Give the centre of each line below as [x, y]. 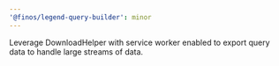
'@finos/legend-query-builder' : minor [80, 17]
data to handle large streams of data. [76, 51]
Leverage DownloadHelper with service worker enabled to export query [140, 42]
